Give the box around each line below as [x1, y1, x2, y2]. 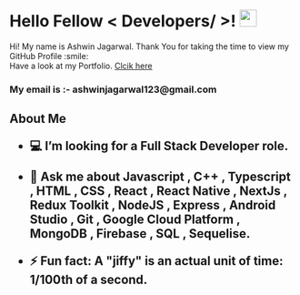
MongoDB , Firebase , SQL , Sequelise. [29, 226, 251, 241]
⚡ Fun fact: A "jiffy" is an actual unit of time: [29, 253, 284, 269]
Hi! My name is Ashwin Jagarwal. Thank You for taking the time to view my [9, 41, 289, 52]
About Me [9, 111, 66, 127]
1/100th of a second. [29, 272, 148, 288]
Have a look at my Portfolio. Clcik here [9, 60, 153, 71]
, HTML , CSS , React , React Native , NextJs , [29, 183, 288, 199]
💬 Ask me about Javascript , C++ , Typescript [29, 169, 291, 185]
